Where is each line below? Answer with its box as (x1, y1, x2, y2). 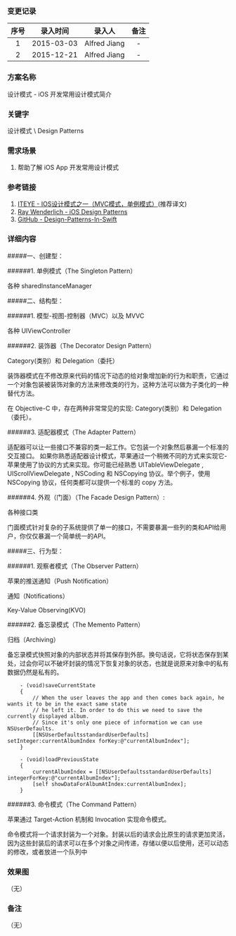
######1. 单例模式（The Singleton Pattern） (7, 266, 137, 275)
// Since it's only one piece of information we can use (32, 719, 202, 726)
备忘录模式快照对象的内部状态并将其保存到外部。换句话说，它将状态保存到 (7, 650, 223, 658)
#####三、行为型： (7, 546, 65, 555)
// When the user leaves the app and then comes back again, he (32, 694, 225, 701)
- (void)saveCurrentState (20, 682, 96, 689)
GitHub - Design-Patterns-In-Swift (17, 215, 117, 223)
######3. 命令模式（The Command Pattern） (7, 800, 140, 808)
